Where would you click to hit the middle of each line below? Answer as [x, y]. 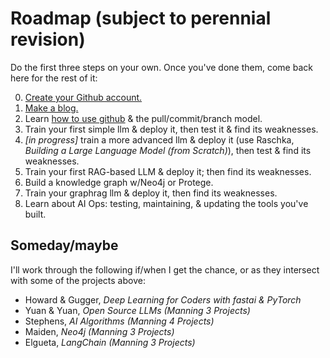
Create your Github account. [83, 97]
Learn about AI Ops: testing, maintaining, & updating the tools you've [166, 203]
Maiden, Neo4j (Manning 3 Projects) [99, 331]
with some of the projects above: [78, 280]
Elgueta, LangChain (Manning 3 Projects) [110, 342]
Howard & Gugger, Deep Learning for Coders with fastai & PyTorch [163, 299]
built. [35, 214]
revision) [48, 39]
